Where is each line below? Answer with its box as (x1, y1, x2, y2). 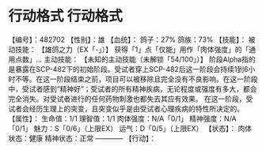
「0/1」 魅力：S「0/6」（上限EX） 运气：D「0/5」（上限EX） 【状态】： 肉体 (8, 123, 253, 133)
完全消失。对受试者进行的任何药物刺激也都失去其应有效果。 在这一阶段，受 (8, 94, 253, 103)
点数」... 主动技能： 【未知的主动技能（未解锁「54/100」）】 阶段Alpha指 (14, 54, 249, 64)
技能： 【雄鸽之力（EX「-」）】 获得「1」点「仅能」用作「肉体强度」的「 (14, 44, 249, 54)
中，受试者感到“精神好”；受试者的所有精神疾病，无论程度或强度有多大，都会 (8, 84, 257, 93)
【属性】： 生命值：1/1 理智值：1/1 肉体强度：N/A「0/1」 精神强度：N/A (8, 114, 237, 123)
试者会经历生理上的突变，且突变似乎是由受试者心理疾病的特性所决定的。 (8, 103, 244, 113)
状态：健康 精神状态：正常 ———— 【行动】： (8, 133, 157, 143)
